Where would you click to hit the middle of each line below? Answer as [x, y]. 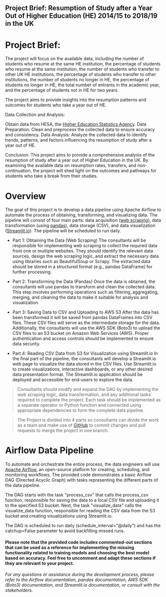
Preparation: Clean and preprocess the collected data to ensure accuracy [80, 130]
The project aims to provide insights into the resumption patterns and [76, 100]
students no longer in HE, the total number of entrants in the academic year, [83, 85]
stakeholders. [19, 590]
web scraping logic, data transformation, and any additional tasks [84, 395]
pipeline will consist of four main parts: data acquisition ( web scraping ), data [83, 220]
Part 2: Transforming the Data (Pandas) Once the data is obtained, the [84, 281]
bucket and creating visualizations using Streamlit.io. [59, 516]
